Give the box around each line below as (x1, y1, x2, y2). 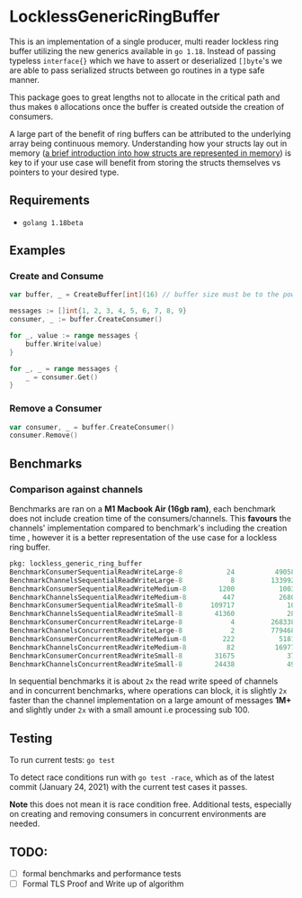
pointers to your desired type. (9, 167, 120, 177)
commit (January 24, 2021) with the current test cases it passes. (9, 782, 248, 793)
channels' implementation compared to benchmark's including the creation (9, 522, 288, 533)
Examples (9, 243, 66, 259)
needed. (9, 818, 40, 830)
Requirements (9, 193, 90, 208)
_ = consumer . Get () (25, 372, 99, 382)
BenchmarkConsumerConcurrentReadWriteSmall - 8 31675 (9, 651, 235, 660)
